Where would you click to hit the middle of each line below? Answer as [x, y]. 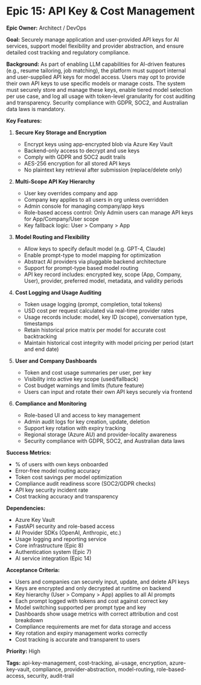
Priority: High [23, 651]
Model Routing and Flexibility [52, 237]
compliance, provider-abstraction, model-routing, [94, 669]
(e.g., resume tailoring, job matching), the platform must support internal [96, 70]
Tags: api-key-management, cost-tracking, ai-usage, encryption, [87, 663]
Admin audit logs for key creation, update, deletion [87, 422]
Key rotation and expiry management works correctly [81, 633]
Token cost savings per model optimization [69, 477]
